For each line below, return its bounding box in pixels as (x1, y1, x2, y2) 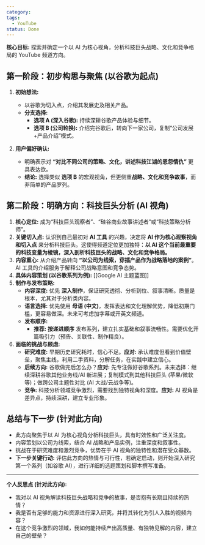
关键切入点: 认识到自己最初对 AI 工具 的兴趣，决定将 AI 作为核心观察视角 (15, 233, 197, 241)
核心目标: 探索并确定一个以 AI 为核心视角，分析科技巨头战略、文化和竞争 (6, 43, 189, 51)
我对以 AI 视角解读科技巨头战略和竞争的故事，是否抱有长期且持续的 (15, 494, 184, 501)
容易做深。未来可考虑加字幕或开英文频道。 (40, 310, 148, 317)
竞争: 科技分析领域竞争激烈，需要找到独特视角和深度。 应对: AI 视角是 (24, 386, 198, 394)
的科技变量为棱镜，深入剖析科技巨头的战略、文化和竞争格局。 (15, 249, 171, 256)
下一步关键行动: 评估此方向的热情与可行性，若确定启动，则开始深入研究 (15, 454, 195, 461)
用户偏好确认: (15, 145, 50, 152)
